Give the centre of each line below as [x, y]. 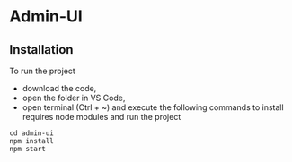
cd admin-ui [31, 133]
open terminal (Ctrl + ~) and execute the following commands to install [153, 107]
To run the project [43, 71]
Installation [41, 50]
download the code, [59, 88]
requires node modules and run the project [102, 117]
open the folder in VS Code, [74, 98]
